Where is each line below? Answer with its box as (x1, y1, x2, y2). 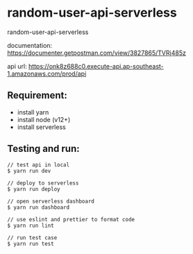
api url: (7, 62, 27, 70)
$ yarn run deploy (7, 185, 60, 192)
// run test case (7, 234, 58, 241)
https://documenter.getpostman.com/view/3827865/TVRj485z (7, 49, 186, 57)
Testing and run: (7, 143, 80, 155)
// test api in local (7, 161, 70, 168)
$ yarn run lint (7, 222, 54, 229)
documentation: (7, 41, 53, 49)
